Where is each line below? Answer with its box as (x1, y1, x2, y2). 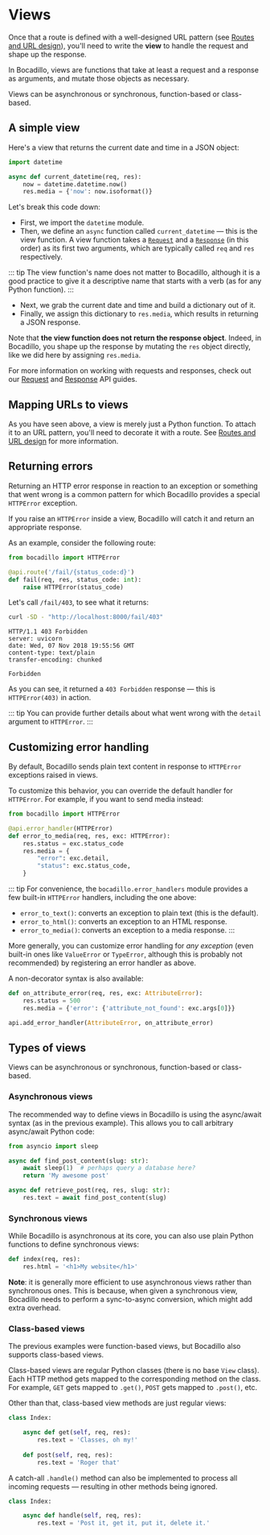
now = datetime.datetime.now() (22, 180, 128, 189)
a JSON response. (19, 317, 81, 327)
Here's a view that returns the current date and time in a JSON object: (8, 143, 239, 152)
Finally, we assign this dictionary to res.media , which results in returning (19, 309, 259, 319)
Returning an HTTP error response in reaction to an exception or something (8, 481, 259, 491)
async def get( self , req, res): (22, 1429, 131, 1437)
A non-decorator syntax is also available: (8, 973, 144, 984)
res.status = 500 (22, 997, 81, 1005)
